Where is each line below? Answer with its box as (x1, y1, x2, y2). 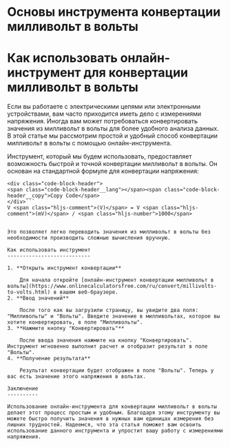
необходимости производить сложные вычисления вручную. (7, 235, 171, 242)
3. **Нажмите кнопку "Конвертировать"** (7, 325, 125, 332)
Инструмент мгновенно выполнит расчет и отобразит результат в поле (7, 343, 208, 350)
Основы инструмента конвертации (7, 4, 221, 20)
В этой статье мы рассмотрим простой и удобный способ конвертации (7, 132, 218, 140)
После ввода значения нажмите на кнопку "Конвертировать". (19, 337, 193, 344)
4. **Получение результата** (7, 355, 91, 362)
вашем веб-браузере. (59, 289, 118, 296)
